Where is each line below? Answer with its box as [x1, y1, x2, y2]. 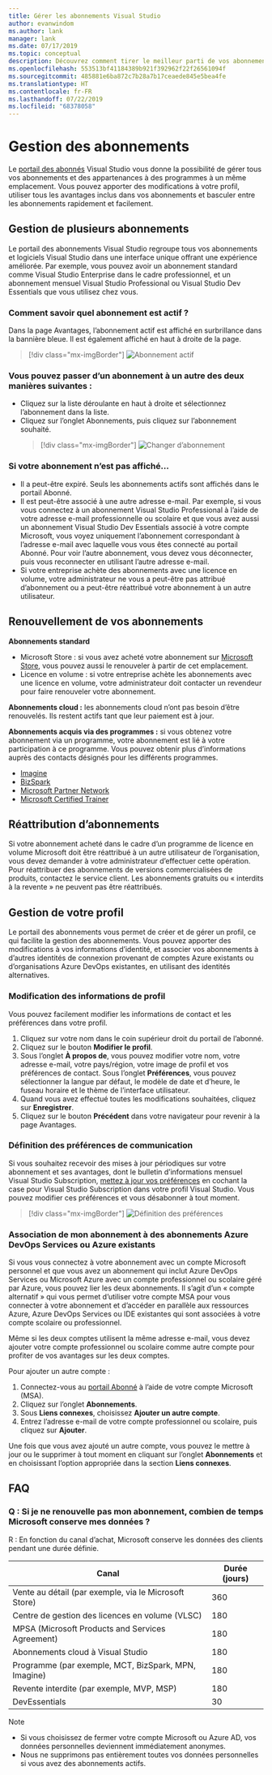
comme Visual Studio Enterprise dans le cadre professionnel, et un [8, 269, 231, 279]
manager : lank [8, 34, 57, 43]
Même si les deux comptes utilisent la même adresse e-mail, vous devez [8, 1333, 251, 1343]
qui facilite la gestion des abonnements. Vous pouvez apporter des [8, 936, 232, 946]
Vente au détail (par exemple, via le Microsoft [12, 1586, 185, 1597]
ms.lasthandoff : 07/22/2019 [8, 95, 104, 103]
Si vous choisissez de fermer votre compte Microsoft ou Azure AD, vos [19, 1732, 257, 1742]
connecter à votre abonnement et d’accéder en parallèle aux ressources [8, 1300, 249, 1311]
